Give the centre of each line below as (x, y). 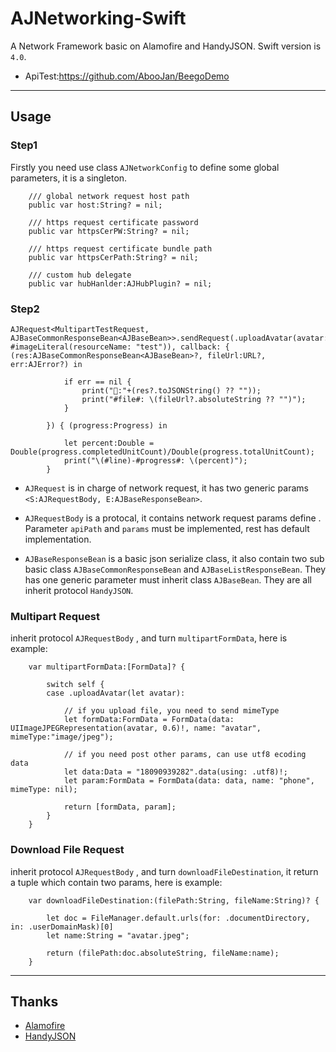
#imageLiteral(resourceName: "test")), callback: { (120, 347)
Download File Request (67, 850)
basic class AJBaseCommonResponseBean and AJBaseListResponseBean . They (175, 569)
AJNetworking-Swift (98, 18)
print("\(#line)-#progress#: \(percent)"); (155, 460)
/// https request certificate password (113, 222)
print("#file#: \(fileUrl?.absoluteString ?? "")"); (194, 399)
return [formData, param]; (120, 807)
